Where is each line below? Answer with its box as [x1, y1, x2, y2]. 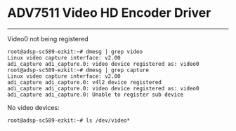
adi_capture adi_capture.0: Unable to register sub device [7, 91, 184, 98]
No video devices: [7, 103, 60, 111]
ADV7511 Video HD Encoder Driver [7, 5, 211, 21]
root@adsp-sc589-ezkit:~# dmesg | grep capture [7, 67, 150, 74]
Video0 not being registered [7, 34, 88, 43]
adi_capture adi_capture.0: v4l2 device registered [7, 78, 162, 85]
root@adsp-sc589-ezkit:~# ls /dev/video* [7, 117, 131, 124]
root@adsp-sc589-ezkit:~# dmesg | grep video [7, 48, 143, 55]
